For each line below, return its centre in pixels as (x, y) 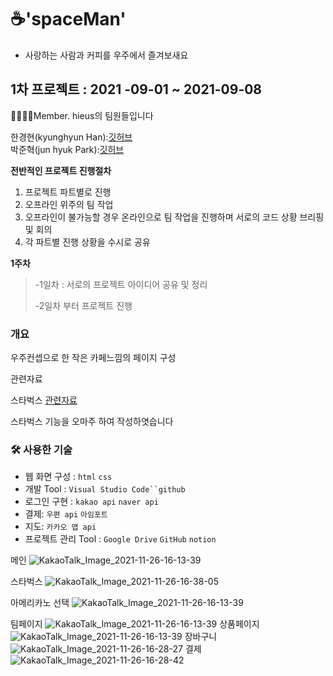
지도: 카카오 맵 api (60, 527)
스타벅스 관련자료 (44, 400)
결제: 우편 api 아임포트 (66, 514)
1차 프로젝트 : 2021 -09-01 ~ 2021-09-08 (136, 89)
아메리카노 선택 (40, 603)
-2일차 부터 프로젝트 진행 (83, 305)
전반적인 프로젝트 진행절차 (61, 170)
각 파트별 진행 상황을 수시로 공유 (87, 242)
